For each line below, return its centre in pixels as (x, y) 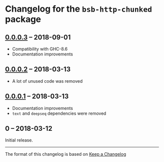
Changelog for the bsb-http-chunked (79, 9)
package (23, 19)
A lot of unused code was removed (47, 81)
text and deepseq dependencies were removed (59, 113)
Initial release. (19, 140)
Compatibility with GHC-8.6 (40, 49)
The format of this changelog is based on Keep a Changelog (66, 154)
